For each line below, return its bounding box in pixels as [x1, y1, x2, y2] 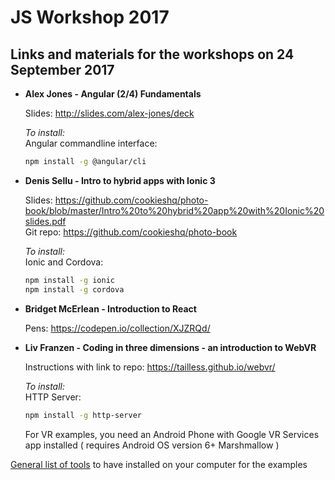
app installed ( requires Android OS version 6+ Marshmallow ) [24, 439, 280, 451]
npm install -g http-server [24, 410, 142, 420]
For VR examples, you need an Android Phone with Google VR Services [24, 428, 320, 440]
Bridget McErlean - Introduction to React [24, 302, 197, 315]
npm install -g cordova [24, 284, 125, 295]
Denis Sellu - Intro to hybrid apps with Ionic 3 [24, 174, 216, 186]
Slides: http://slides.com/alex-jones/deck [24, 107, 195, 119]
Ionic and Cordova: [24, 256, 104, 268]
